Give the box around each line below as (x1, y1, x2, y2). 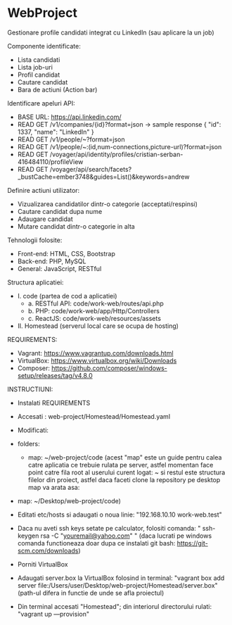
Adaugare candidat (17, 215, 73, 223)
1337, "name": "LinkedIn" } (17, 127, 94, 136)
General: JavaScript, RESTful (17, 264, 102, 272)
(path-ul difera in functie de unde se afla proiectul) (17, 588, 165, 597)
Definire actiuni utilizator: (7, 186, 80, 194)
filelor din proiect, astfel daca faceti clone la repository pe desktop (27, 475, 221, 484)
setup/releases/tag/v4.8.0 (17, 371, 93, 379)
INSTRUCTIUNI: (7, 385, 53, 393)
